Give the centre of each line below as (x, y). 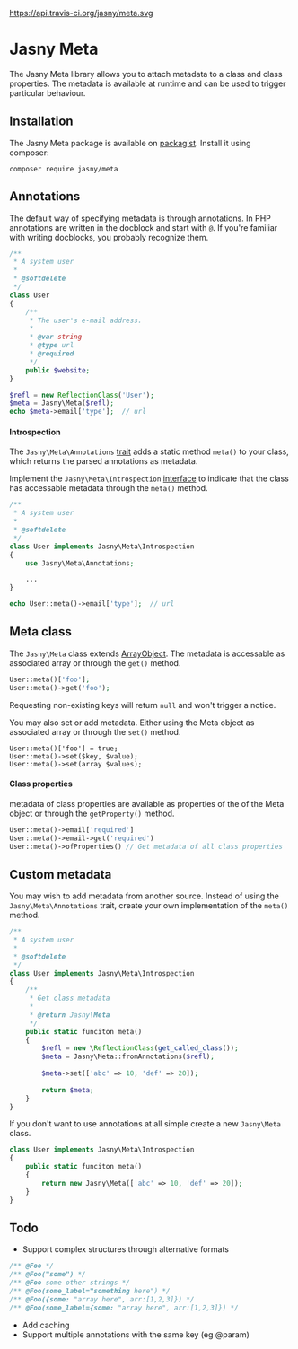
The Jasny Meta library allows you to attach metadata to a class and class (146, 74)
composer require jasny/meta (64, 169)
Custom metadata (61, 874)
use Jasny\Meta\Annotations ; (80, 563)
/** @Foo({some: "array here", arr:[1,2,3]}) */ (102, 1299)
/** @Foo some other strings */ (70, 1283)
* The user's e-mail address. (86, 320)
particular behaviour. (48, 92)
